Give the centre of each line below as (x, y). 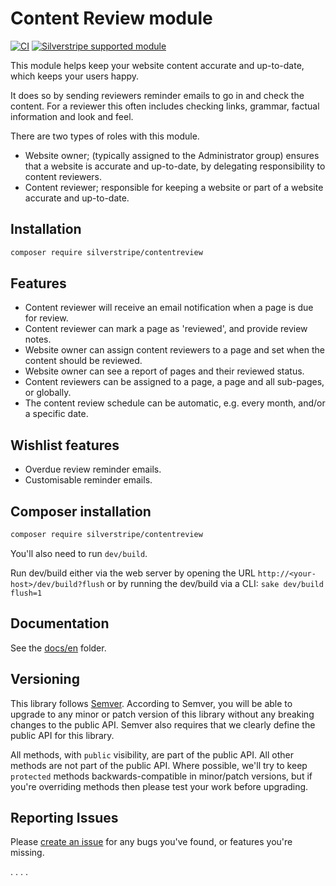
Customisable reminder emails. (88, 480)
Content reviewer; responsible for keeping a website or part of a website (174, 187)
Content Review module (111, 18)
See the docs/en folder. (58, 648)
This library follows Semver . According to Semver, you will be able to (151, 703)
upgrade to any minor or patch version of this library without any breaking (162, 714)
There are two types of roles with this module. (105, 136)
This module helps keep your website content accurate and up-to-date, (157, 65)
